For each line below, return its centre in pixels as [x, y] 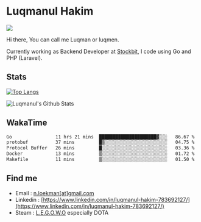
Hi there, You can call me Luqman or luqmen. [63, 39]
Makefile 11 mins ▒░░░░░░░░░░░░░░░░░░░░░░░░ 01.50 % [100, 160]
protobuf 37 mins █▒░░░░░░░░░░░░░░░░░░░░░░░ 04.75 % [100, 142]
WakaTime [27, 123]
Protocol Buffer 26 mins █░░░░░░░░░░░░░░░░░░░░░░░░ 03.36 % [100, 148]
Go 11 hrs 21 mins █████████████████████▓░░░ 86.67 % [100, 137]
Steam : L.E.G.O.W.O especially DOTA [62, 212]
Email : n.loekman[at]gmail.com [55, 193]
